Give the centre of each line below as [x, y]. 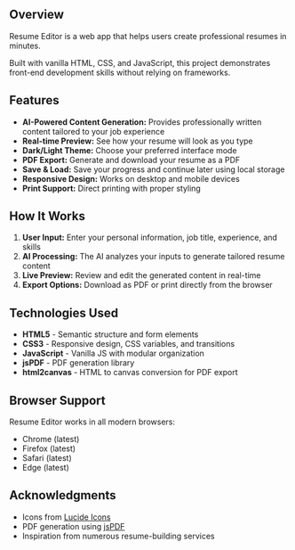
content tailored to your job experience [93, 131]
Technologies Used [64, 312]
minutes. [25, 45]
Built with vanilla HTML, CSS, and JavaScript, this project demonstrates [140, 62]
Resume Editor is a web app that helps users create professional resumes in [148, 36]
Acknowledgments [63, 495]
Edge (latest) [45, 468]
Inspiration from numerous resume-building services [118, 536]
